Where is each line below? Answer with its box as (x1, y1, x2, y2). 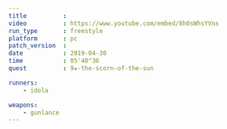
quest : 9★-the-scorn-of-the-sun (8, 64, 154, 73)
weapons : (8, 101, 38, 109)
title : (8, 11, 67, 20)
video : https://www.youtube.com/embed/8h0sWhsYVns (8, 19, 220, 27)
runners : (8, 78, 38, 87)
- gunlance (23, 108, 60, 117)
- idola (23, 86, 49, 94)
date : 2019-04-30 (8, 49, 107, 57)
